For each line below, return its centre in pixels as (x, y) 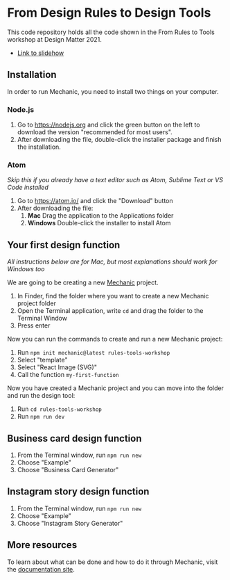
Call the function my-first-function (68, 375)
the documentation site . (41, 569)
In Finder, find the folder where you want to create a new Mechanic (113, 296)
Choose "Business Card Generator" (68, 469)
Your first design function (64, 245)
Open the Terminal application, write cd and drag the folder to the (110, 311)
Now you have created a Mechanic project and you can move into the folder (115, 388)
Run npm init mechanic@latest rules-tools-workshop (94, 353)
